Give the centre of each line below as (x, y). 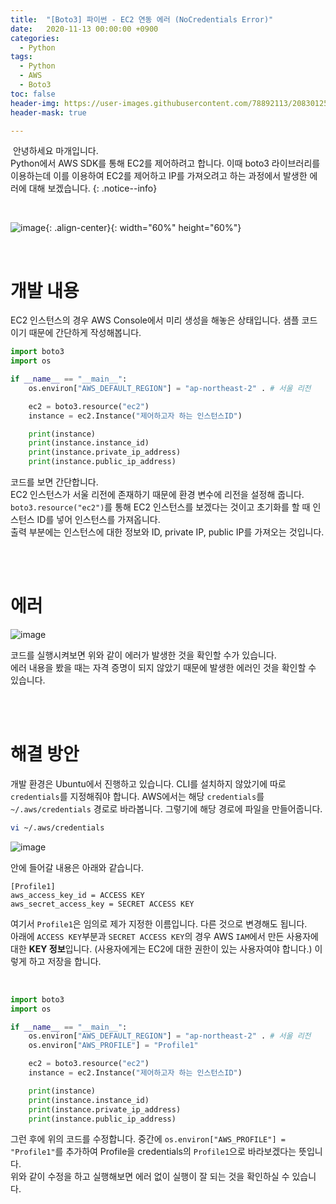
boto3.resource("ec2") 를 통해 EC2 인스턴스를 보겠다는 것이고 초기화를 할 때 (160, 507)
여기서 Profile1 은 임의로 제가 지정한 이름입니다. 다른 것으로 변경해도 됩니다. (159, 923)
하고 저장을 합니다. (65, 961)
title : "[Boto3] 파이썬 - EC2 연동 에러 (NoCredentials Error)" (142, 19)
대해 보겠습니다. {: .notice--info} (93, 188)
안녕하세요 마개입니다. (55, 151)
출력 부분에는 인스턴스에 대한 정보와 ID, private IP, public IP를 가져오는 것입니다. (167, 532)
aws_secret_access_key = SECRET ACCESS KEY (102, 904)
